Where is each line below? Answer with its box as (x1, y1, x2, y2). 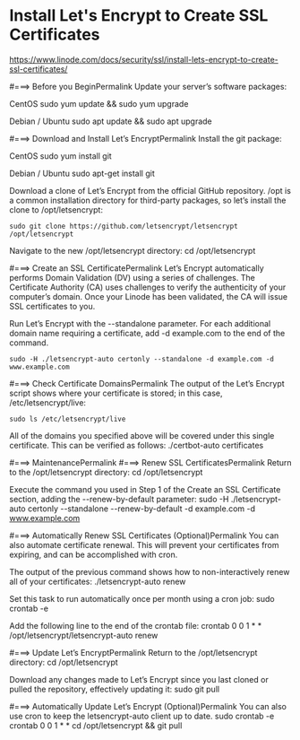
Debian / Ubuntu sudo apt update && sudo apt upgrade (9, 116, 212, 126)
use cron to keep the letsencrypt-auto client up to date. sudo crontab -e (9, 710, 275, 721)
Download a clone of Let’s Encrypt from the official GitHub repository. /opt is (9, 185, 291, 196)
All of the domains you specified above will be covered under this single (9, 430, 275, 440)
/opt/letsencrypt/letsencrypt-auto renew (9, 630, 159, 640)
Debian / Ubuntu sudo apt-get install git (9, 168, 155, 178)
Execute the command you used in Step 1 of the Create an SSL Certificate (9, 483, 281, 494)
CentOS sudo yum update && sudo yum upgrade (9, 98, 189, 109)
